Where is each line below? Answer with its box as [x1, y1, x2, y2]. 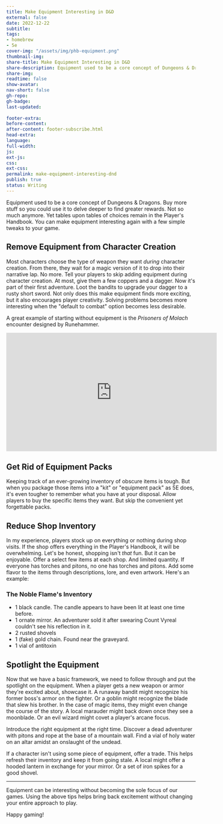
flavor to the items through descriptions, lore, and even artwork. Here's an [6, 569, 190, 576]
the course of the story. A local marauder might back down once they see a [6, 708, 194, 715]
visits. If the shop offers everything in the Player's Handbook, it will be [6, 543, 180, 551]
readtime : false [6, 76, 47, 82]
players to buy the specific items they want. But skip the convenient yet [6, 497, 183, 504]
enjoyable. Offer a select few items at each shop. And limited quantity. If [6, 556, 185, 563]
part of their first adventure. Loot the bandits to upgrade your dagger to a [6, 283, 188, 291]
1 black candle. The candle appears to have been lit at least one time [14, 604, 185, 611]
